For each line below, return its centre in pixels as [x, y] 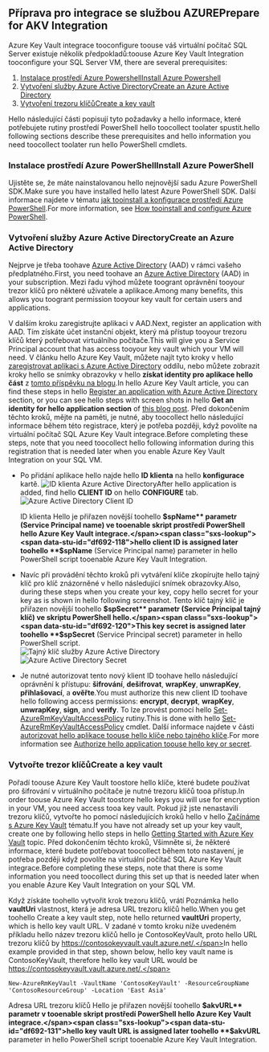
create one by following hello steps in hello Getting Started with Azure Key [131, 834]
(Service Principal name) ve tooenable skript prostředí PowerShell [132, 525]
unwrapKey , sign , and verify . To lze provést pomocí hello [116, 710]
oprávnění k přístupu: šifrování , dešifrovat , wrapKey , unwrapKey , [130, 684]
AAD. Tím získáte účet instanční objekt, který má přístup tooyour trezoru [128, 332]
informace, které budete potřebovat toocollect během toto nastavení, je [126, 850]
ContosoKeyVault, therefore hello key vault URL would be [103, 960]
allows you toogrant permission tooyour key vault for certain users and [125, 300]
